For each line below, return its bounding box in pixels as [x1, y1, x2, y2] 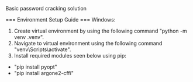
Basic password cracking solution [5, 5, 87, 12]
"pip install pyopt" [13, 63, 58, 70]
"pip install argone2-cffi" [13, 70, 74, 76]
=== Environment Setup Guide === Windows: [5, 16, 116, 23]
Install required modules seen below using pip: [13, 52, 126, 59]
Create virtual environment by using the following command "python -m [13, 27, 188, 34]
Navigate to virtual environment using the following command [13, 40, 163, 47]
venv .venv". [13, 34, 44, 40]
